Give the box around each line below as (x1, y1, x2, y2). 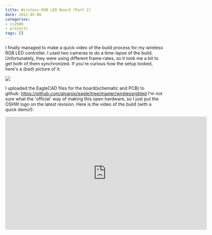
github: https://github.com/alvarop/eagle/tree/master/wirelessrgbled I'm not (5, 91, 163, 96)
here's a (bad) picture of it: (5, 66, 61, 72)
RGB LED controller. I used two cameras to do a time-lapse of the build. (5, 50, 153, 56)
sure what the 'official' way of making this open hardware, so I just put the (5, 96, 159, 102)
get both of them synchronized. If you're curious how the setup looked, (5, 61, 153, 66)
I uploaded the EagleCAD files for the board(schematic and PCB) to (5, 85, 145, 91)
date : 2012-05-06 (5, 12, 42, 17)
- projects (5, 26, 28, 31)
